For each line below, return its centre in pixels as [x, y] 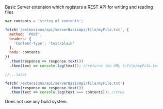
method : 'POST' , [26, 34]
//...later [16, 75]
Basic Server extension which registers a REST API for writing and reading [79, 7]
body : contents [25, 52]
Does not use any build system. [36, 102]
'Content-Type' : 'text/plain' [44, 43]
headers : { [20, 39]
